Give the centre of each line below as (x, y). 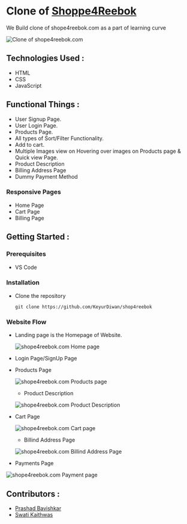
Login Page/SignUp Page (46, 359)
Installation (23, 283)
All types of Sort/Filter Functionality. (59, 138)
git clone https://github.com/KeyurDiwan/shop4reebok (83, 307)
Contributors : (33, 494)
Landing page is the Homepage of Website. (68, 335)
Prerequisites (26, 254)
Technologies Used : (45, 58)
